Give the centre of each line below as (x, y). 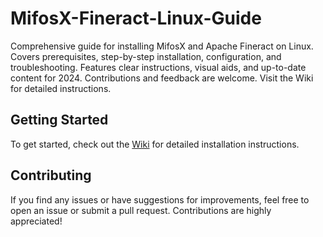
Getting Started (59, 120)
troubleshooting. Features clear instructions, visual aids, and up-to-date (158, 67)
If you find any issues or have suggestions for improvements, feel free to (160, 199)
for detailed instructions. (61, 88)
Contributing (51, 175)
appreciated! (36, 221)
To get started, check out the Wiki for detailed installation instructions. (155, 144)
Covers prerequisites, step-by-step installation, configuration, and (146, 56)
